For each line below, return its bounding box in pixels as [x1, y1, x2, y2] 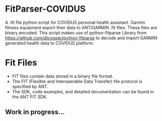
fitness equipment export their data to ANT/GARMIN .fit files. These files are [5, 24, 157, 30]
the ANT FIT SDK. [12, 94, 48, 100]
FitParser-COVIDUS [5, 3, 86, 15]
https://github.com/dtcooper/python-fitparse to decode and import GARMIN [5, 35, 157, 41]
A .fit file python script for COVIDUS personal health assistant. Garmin [5, 19, 145, 25]
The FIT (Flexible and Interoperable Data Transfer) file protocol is [12, 78, 143, 84]
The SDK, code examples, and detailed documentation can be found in [12, 88, 154, 94]
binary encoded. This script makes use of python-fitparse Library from [5, 30, 147, 35]
